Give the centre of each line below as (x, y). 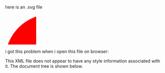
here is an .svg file (24, 7)
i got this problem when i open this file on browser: (57, 51)
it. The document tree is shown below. (44, 66)
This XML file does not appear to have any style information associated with (83, 61)
